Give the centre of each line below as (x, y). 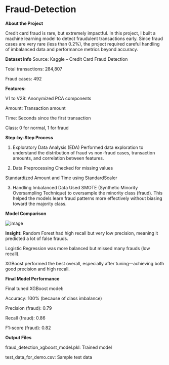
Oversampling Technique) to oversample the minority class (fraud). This (88, 193)
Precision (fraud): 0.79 (29, 308)
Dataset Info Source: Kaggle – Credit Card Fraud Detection (67, 59)
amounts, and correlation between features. (58, 158)
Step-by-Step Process (29, 137)
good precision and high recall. (37, 269)
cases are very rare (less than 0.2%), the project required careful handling (83, 44)
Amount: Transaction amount (35, 108)
